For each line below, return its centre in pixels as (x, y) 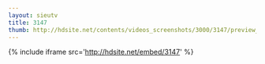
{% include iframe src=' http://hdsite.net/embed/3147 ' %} (101, 52)
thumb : (19, 30)
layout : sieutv (33, 15)
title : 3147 (28, 23)
